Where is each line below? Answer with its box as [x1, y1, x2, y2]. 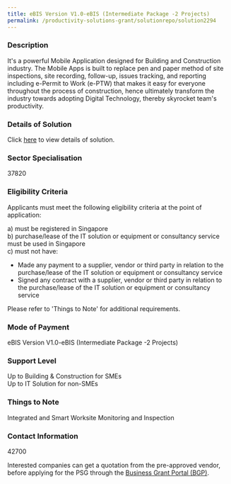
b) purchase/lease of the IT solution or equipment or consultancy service [7, 232, 220, 240]
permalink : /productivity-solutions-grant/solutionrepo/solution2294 [7, 17, 217, 24]
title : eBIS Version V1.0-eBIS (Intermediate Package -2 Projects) [7, 10, 211, 18]
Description [7, 40, 49, 50]
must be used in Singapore [7, 239, 86, 248]
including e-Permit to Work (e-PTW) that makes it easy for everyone [7, 79, 206, 87]
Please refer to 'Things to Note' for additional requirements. [7, 304, 181, 313]
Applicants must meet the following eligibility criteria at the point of [7, 203, 203, 211]
